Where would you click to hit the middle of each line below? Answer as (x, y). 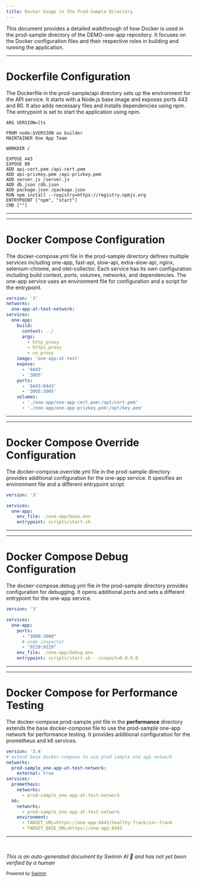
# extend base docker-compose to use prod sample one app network (89, 757)
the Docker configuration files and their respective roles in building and (92, 41)
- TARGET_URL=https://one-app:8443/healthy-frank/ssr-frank (97, 823)
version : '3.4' (25, 751)
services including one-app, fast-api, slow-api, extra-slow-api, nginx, (90, 262)
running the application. (35, 47)
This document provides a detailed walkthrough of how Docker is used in (95, 28)
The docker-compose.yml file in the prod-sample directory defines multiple (98, 256)
